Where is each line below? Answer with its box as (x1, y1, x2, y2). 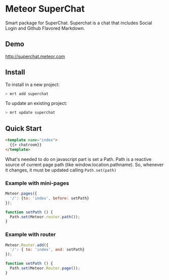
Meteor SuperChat (5, 3, 85, 15)
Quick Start (5, 124, 42, 133)
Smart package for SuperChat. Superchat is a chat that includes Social (5, 20, 152, 26)
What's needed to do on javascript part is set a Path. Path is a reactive (5, 156, 152, 162)
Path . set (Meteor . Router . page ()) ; (10, 266, 80, 271)
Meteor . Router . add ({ (5, 243, 49, 248)
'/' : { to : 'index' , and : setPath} (10, 247, 85, 252)
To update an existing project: (5, 100, 67, 106)
